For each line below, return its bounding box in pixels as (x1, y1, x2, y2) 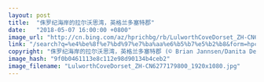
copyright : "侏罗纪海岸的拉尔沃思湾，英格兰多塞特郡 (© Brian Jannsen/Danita (8, 48, 246, 55)
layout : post (8, 11, 51, 20)
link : (8, 41, 26, 48)
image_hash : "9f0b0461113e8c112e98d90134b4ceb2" (8, 55, 170, 63)
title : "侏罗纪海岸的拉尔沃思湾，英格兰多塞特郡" (8, 19, 155, 27)
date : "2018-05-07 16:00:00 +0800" (8, 26, 132, 34)
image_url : (8, 33, 44, 41)
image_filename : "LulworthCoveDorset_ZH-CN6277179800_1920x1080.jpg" (8, 62, 241, 70)
